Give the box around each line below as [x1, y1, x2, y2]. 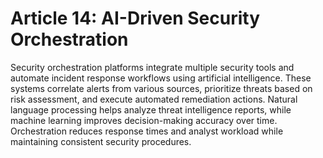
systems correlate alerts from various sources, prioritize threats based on [10, 82, 313, 94]
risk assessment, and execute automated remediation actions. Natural [10, 93, 298, 105]
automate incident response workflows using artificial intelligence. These [10, 72, 312, 84]
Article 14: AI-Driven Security [10, 7, 261, 30]
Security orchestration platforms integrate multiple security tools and [10, 61, 295, 73]
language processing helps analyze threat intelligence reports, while [10, 103, 292, 116]
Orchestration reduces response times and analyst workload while [10, 125, 284, 137]
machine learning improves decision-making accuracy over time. [10, 114, 278, 126]
